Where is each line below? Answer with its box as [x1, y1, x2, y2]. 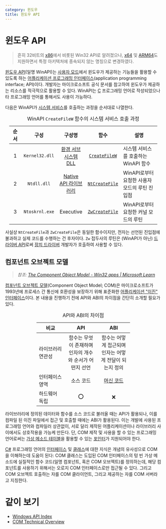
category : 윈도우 [5, 7, 38, 12]
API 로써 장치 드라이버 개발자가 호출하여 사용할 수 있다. [18, 242, 123, 248]
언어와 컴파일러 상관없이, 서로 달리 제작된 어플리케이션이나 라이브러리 [22, 423, 156, 429]
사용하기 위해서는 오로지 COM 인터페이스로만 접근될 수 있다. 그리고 [22, 465, 152, 471]
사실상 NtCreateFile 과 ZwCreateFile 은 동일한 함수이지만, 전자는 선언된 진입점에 [5, 229, 160, 235]
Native [63, 173, 79, 180]
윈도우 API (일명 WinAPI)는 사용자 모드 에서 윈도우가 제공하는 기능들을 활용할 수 [5, 69, 157, 75]
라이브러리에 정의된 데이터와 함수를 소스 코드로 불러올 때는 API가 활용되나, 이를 [5, 411, 158, 417]
